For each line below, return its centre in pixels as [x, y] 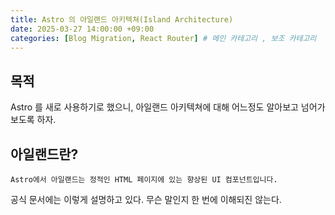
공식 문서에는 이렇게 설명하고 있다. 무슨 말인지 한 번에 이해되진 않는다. [146, 199]
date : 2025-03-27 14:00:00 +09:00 [82, 29]
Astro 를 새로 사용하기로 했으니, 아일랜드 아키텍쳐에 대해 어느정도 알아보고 [154, 107]
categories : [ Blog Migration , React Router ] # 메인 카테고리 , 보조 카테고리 [163, 38]
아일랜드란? [44, 154]
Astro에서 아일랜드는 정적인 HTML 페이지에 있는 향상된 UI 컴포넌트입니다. [144, 180]
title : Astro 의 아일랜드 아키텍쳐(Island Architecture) [122, 19]
